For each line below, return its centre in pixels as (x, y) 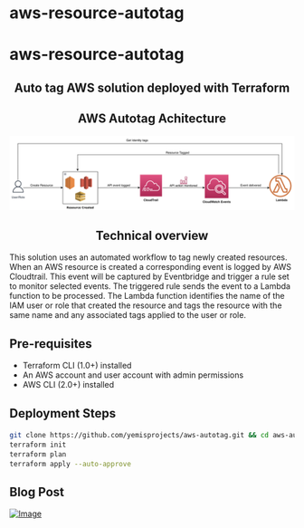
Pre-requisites (51, 344)
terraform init (38, 445)
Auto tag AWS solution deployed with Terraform (152, 87)
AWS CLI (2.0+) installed (68, 385)
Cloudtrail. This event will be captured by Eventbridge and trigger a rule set (149, 277)
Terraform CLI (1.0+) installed (77, 366)
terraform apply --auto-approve (70, 464)
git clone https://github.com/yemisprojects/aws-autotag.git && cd (139, 435)
